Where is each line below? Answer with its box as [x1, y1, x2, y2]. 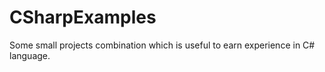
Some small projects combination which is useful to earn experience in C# [9, 39, 316, 51]
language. [9, 49, 51, 61]
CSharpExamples [9, 6, 157, 29]
